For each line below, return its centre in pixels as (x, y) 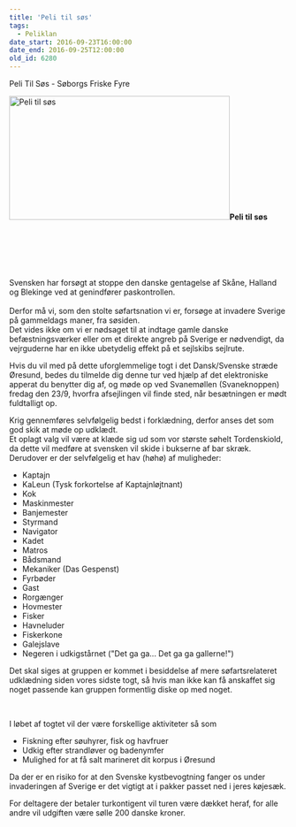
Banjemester (45, 513)
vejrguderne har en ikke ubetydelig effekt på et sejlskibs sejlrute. (127, 348)
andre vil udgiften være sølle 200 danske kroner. (97, 813)
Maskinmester (48, 503)
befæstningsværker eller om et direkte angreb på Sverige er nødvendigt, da (147, 339)
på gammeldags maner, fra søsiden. (75, 320)
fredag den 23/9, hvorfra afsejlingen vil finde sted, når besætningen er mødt (148, 394)
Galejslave (41, 644)
